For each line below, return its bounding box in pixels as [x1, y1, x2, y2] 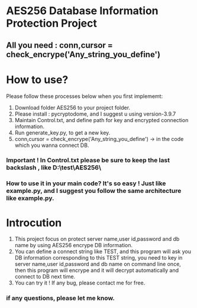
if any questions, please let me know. [6, 294, 115, 302]
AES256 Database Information [6, 4, 159, 18]
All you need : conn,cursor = [6, 40, 114, 50]
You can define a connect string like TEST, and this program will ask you [14, 248, 191, 255]
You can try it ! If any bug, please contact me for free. [14, 279, 146, 287]
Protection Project [6, 17, 98, 30]
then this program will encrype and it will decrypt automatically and [14, 267, 179, 274]
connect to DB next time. [14, 273, 76, 280]
